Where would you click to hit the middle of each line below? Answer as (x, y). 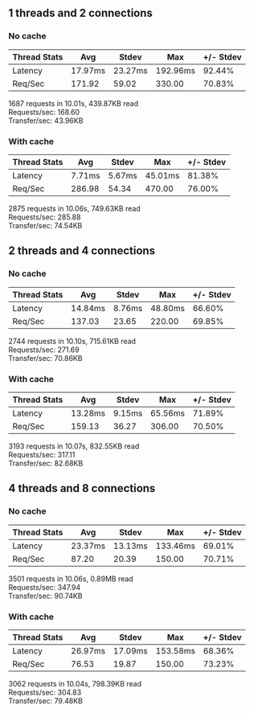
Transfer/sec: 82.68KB (46, 463)
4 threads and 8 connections (82, 488)
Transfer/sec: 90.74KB (45, 596)
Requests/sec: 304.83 (45, 692)
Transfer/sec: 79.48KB (45, 701)
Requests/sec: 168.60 (44, 112)
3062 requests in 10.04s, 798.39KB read (75, 683)
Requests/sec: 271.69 (44, 350)
